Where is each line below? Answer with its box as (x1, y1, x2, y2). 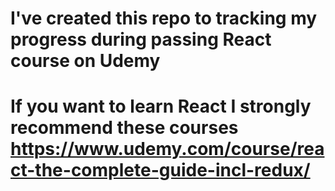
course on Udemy (10, 50, 161, 72)
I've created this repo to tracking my (10, 7, 318, 30)
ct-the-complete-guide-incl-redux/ (10, 159, 311, 182)
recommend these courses (10, 117, 239, 139)
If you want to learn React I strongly (10, 95, 312, 118)
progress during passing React (10, 28, 272, 51)
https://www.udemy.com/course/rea (10, 138, 325, 161)
